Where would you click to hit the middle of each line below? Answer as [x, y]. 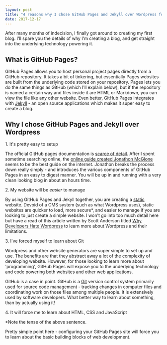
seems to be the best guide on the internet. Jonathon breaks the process [80, 164]
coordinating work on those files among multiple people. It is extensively [79, 292]
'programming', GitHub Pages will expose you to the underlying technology [82, 266]
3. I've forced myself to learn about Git [44, 241]
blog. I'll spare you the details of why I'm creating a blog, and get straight [80, 38]
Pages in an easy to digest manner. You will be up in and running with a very [83, 175]
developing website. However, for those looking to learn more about [75, 261]
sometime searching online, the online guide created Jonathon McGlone [79, 159]
